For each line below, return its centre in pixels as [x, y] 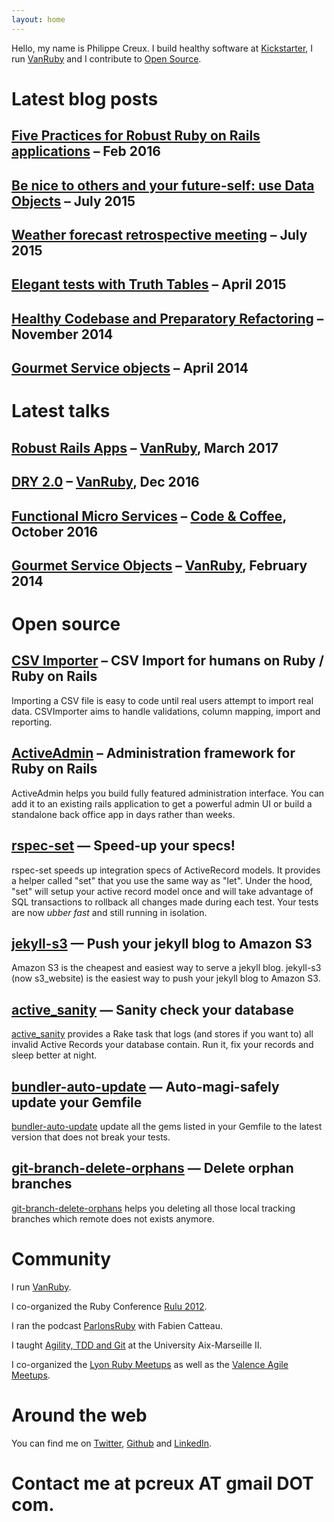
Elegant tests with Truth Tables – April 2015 [149, 284]
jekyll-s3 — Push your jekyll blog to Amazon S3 [162, 943]
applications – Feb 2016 [86, 151]
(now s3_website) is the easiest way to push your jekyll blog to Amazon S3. [166, 978]
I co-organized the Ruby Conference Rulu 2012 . [109, 1306]
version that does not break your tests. [91, 1137]
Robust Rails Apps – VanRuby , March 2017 [145, 447]
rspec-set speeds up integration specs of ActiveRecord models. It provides [166, 870]
